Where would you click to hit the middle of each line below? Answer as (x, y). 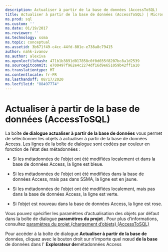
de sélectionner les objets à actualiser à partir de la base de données (76, 138)
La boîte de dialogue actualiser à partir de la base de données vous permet (84, 133)
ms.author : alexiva (25, 56)
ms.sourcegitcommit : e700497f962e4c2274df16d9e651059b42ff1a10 (72, 65)
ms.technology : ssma (27, 38)
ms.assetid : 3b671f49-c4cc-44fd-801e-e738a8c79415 (59, 47)
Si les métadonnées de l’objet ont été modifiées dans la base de (78, 174)
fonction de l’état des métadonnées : (43, 149)
